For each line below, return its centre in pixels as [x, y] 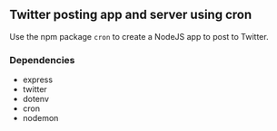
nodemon [40, 118]
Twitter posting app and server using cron [131, 15]
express [37, 80]
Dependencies [42, 60]
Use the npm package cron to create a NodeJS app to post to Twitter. [139, 36]
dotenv [36, 99]
